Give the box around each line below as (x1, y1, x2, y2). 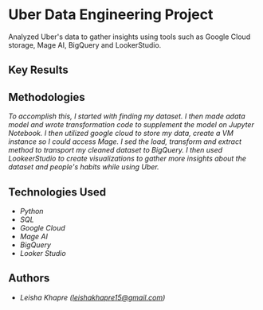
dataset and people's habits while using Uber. (8, 162, 159, 172)
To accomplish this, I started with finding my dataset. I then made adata (8, 111, 245, 121)
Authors (8, 272, 50, 285)
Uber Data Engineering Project (8, 6, 214, 24)
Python (19, 206, 44, 215)
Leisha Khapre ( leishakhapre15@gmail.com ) (19, 293, 166, 302)
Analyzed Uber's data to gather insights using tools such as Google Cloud (8, 32, 251, 41)
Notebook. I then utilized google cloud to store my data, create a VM (8, 129, 234, 138)
